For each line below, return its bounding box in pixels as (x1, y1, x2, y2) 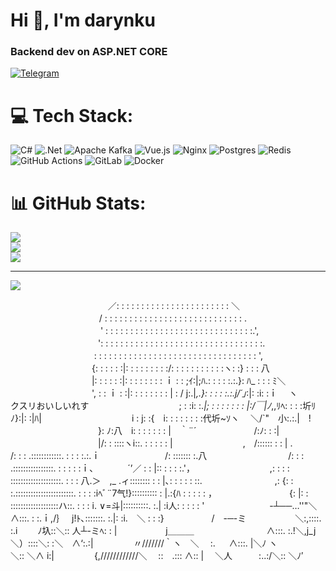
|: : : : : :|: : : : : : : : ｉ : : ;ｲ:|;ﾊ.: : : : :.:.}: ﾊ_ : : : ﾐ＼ (91, 375, 287, 387)
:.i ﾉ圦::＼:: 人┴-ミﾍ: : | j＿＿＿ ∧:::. (10, 525, 286, 537)
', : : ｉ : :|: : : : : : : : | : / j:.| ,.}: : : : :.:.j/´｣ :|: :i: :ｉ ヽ (91, 387, 298, 399)
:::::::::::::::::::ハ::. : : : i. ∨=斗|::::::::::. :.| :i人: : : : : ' (10, 500, 205, 512)
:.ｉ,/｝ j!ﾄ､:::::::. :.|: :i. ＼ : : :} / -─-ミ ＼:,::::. (36, 512, 322, 524)
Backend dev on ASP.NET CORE (10, 45, 168, 59)
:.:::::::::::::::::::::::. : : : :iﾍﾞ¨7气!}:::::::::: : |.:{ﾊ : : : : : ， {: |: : (10, 487, 309, 499)
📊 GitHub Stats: (10, 192, 147, 214)
